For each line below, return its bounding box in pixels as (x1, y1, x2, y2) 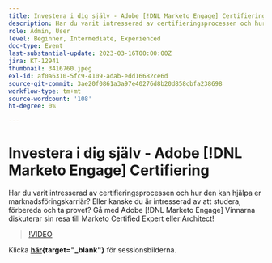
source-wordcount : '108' (8, 95, 92, 103)
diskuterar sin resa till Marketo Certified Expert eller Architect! (8, 214, 215, 223)
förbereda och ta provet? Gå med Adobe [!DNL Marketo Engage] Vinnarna (8, 206, 256, 215)
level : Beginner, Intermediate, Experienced (8, 34, 161, 43)
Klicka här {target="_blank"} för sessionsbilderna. (8, 245, 176, 255)
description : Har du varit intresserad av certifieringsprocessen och (8, 19, 252, 28)
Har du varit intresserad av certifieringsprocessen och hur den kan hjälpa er (8, 188, 261, 198)
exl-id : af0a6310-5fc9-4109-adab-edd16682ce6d (8, 72, 168, 80)
